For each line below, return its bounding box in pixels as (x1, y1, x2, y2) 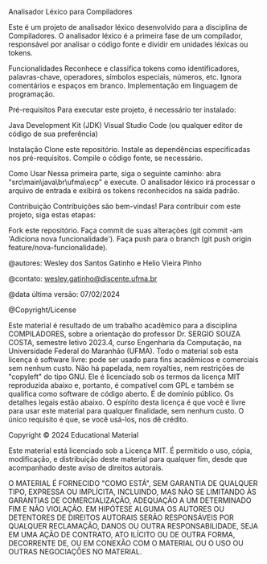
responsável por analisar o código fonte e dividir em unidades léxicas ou (8, 39, 249, 49)
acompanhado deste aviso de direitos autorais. (8, 463, 164, 472)
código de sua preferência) (8, 129, 98, 138)
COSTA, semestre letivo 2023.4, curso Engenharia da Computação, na (8, 338, 242, 347)
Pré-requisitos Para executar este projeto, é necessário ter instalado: (8, 105, 236, 114)
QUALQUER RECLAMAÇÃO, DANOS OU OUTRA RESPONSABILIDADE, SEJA (8, 521, 259, 530)
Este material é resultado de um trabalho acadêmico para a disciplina (8, 321, 237, 330)
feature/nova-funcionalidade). (8, 243, 109, 252)
